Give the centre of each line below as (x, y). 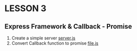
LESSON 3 (26, 8)
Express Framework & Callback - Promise (68, 26)
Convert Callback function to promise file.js (55, 43)
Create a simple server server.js (43, 38)
